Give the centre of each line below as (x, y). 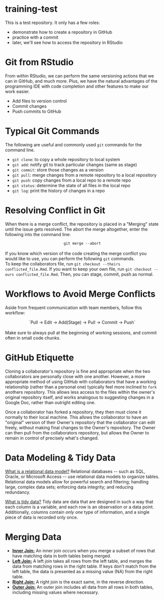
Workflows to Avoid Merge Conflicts (80, 294)
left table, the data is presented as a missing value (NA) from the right (82, 571)
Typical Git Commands (52, 131)
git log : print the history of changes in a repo (59, 191)
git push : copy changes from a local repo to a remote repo (71, 180)
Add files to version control (39, 101)
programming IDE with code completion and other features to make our (77, 86)
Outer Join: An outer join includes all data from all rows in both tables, (83, 587)
